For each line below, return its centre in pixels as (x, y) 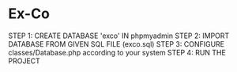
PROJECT (24, 61)
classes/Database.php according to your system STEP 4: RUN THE (117, 52)
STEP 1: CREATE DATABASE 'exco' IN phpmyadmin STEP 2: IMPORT (119, 36)
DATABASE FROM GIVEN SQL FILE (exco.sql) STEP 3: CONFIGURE (117, 44)
